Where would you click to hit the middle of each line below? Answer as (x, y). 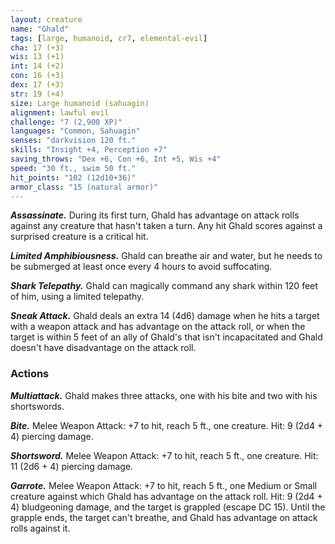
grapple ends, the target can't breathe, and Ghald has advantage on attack (164, 517)
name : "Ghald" (40, 29)
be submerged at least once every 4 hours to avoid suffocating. (141, 267)
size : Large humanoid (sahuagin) (80, 103)
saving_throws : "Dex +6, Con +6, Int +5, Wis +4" (116, 159)
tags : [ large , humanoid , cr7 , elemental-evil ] (109, 38)
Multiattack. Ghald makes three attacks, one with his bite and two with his (164, 395)
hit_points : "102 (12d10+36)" (73, 177)
